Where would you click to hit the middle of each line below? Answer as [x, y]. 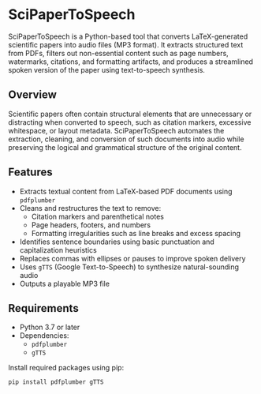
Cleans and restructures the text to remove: [90, 208]
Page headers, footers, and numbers [91, 225]
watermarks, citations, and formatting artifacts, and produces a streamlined [131, 62]
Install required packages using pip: [66, 368]
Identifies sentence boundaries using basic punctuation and [117, 242]
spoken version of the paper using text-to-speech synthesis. [106, 69]
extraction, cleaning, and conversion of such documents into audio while [126, 139]
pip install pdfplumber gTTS [56, 382]
